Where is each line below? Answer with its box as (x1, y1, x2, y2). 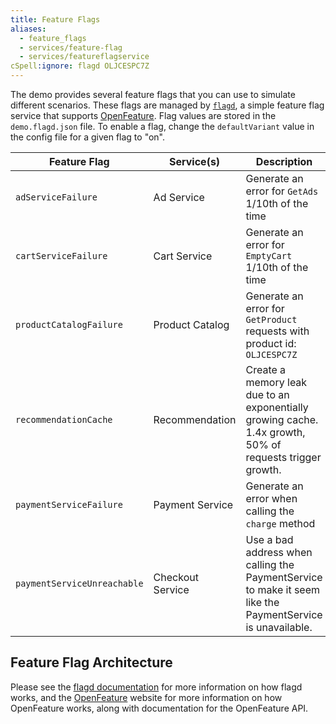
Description (255, 155, 313, 168)
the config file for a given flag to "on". (10, 131, 166, 143)
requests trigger (245, 451, 322, 464)
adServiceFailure (15, 192, 98, 203)
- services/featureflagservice (19, 52, 150, 62)
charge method (245, 517, 316, 530)
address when (245, 546, 313, 559)
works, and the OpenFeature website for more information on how (10, 691, 283, 703)
